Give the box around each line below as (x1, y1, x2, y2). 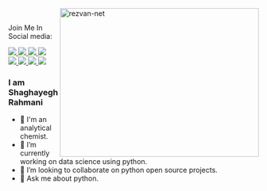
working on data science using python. (19, 157, 148, 166)
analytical (19, 123, 52, 133)
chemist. (19, 132, 48, 141)
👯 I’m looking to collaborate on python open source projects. (19, 166, 219, 175)
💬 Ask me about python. (19, 174, 99, 183)
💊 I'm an (19, 115, 48, 124)
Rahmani (8, 97, 44, 108)
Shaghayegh (8, 86, 58, 97)
